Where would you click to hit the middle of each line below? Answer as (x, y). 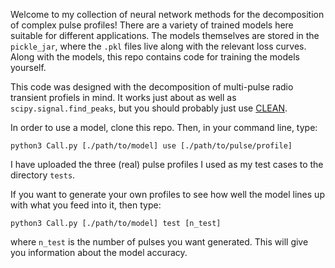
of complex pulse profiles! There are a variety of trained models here (152, 25)
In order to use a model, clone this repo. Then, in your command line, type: (164, 127)
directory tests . (43, 175)
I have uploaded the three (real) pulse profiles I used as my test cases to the (167, 164)
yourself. (28, 67)
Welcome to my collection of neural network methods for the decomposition (167, 14)
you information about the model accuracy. (99, 252)
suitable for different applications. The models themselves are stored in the (165, 35)
